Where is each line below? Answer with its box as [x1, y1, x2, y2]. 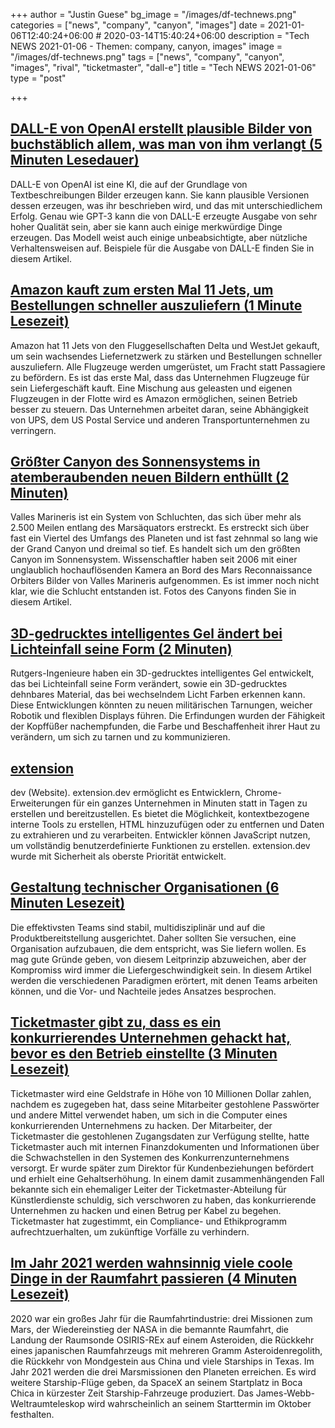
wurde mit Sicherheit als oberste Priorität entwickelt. [10, 850, 227, 863]
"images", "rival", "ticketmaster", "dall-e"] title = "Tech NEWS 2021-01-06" [10, 62, 317, 73]
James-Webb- [255, 1387, 315, 1399]
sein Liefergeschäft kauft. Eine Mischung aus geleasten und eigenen [10, 382, 293, 394]
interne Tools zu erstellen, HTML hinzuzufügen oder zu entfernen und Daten [10, 819, 325, 831]
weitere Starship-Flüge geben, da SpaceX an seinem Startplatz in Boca [10, 1376, 303, 1388]
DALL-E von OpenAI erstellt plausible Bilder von [10, 120, 313, 138]
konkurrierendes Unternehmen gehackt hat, [10, 1030, 292, 1047]
